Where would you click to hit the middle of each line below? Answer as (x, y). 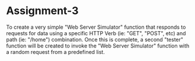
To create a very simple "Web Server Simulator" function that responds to (96, 27)
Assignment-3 (42, 11)
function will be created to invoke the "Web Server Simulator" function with (98, 46)
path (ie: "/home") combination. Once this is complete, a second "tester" (95, 39)
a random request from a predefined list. (55, 52)
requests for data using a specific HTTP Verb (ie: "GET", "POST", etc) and (96, 33)
